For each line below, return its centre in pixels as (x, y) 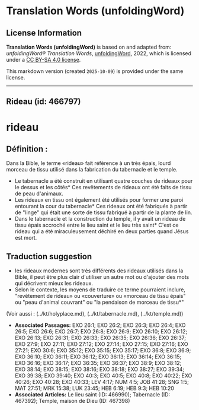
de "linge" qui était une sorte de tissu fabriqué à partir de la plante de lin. (103, 212)
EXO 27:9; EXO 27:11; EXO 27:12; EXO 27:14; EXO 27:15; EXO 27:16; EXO (101, 344)
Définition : (27, 149)
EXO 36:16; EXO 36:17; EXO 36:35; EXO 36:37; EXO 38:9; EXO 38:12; (98, 363)
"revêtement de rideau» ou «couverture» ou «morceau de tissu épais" (100, 296)
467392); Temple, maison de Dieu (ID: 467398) (72, 401)
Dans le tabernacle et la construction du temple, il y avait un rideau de (100, 219)
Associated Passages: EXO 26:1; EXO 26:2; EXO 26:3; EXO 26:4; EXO (100, 325)
